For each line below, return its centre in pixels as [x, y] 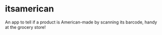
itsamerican [29, 9]
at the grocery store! [25, 27]
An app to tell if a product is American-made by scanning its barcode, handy [81, 22]
